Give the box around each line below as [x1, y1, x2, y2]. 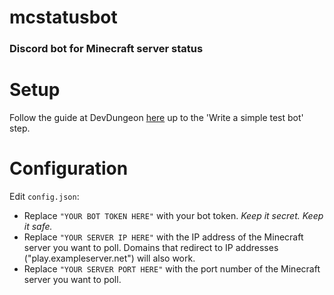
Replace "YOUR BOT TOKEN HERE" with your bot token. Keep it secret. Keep [23, 209, 324, 221]
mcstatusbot [9, 6, 118, 29]
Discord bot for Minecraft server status [9, 42, 204, 56]
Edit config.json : [9, 190, 80, 202]
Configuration [9, 157, 129, 180]
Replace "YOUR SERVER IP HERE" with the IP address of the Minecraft [23, 231, 304, 243]
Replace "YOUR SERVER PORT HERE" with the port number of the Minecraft [23, 262, 321, 275]
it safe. [23, 220, 53, 232]
